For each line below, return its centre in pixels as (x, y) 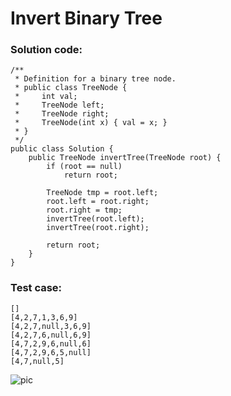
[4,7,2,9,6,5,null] (51, 352)
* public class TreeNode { (71, 88)
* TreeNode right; (62, 114)
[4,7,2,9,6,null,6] (51, 343)
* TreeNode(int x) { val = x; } (91, 123)
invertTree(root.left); (95, 219)
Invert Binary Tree (86, 18)
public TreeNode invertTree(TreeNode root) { (125, 158)
